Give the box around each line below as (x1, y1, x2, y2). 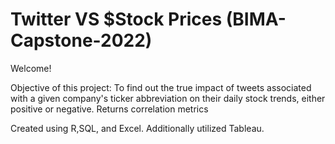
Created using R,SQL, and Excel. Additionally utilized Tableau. (10, 122, 265, 134)
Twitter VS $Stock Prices (10, 8, 223, 31)
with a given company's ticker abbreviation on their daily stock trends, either (10, 92, 326, 104)
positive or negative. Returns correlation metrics (10, 103, 209, 115)
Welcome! (10, 62, 52, 74)
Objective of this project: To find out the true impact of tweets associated (10, 81, 312, 93)
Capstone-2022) (10, 29, 153, 52)
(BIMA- (225, 8, 287, 31)
